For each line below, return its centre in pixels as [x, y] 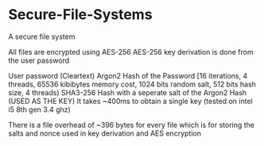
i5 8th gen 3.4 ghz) [40, 109]
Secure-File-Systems [80, 15]
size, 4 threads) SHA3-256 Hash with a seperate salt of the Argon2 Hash [128, 92]
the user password [39, 60]
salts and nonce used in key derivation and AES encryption [105, 133]
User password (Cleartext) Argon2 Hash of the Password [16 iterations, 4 [128, 75]
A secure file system [42, 36]
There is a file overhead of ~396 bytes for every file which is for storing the [132, 125]
